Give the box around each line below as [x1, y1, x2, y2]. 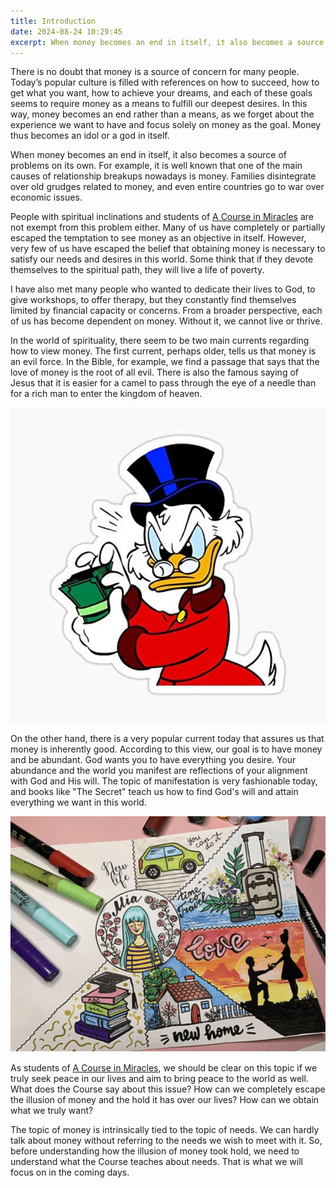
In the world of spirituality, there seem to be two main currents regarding [10, 335, 310, 347]
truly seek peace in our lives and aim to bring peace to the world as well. [10, 1073, 309, 1085]
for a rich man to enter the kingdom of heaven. [10, 388, 203, 400]
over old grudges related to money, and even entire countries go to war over [10, 181, 325, 193]
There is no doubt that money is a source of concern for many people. [10, 66, 300, 78]
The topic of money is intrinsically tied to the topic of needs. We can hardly [10, 1124, 320, 1136]
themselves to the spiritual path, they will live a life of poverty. [10, 264, 265, 276]
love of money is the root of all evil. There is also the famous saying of [10, 366, 299, 379]
